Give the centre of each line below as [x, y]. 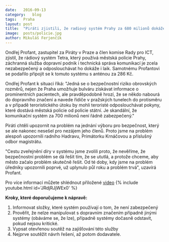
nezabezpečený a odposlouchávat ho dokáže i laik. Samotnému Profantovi [82, 68]
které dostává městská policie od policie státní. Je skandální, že [71, 110]
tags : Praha [20, 19]
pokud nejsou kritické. [35, 223]
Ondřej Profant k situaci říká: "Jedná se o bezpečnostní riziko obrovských [81, 83]
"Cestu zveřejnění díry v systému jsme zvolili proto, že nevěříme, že [75, 151]
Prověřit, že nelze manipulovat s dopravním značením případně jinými [84, 213]
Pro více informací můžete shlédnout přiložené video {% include [72, 183]
